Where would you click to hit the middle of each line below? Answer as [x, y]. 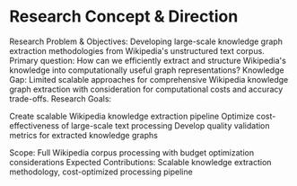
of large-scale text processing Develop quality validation [166, 125]
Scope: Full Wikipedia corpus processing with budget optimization [131, 152]
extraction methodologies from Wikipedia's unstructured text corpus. [137, 50]
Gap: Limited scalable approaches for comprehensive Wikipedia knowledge [149, 79]
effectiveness [35, 125]
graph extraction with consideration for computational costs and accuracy [146, 89]
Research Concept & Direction [124, 17]
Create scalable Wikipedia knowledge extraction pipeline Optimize [132, 116]
